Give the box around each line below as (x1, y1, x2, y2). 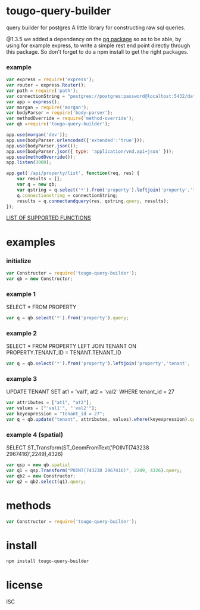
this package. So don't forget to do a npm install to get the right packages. (6, 48, 189, 55)
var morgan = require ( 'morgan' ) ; (6, 104, 89, 110)
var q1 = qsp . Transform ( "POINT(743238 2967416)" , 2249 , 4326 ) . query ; (6, 467, 183, 474)
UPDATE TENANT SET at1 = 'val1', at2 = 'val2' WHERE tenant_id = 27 (6, 388, 174, 395)
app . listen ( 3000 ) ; (6, 159, 52, 165)
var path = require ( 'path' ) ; (6, 88, 79, 94)
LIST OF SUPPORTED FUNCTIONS (6, 214, 91, 221)
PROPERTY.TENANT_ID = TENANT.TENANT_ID (6, 349, 121, 356)
